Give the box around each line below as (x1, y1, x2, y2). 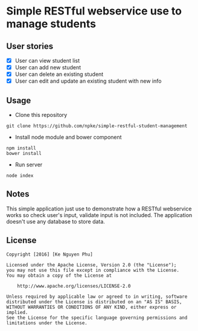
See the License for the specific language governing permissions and (6, 315, 188, 321)
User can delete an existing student (14, 71, 104, 78)
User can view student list (14, 57, 80, 64)
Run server (14, 161, 43, 168)
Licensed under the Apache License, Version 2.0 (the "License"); (6, 262, 177, 268)
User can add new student (14, 64, 81, 71)
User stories (6, 41, 53, 51)
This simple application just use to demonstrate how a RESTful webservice (6, 205, 192, 212)
